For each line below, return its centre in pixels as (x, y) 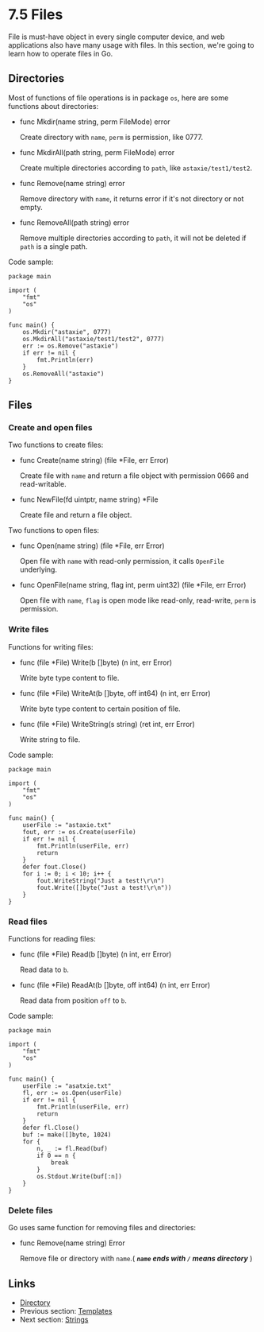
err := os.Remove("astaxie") (71, 346)
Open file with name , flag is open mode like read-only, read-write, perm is (138, 600)
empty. (31, 207)
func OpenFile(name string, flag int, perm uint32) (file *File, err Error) (133, 585)
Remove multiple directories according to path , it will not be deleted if (133, 238)
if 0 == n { (57, 1156)
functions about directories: (54, 106)
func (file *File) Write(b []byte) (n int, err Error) (96, 662)
